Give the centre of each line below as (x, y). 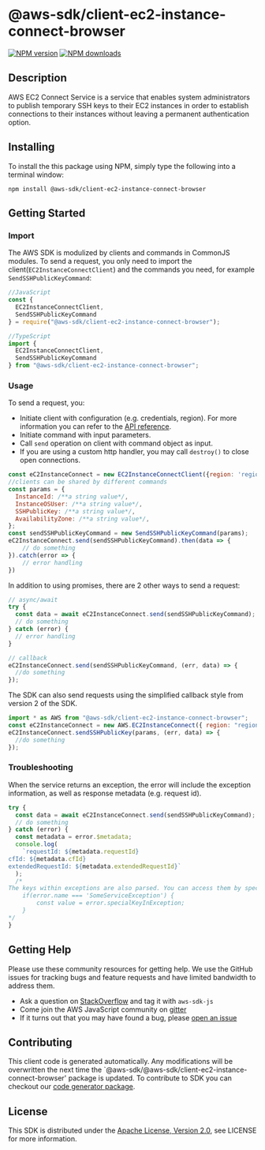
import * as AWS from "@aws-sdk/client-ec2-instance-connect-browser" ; (128, 718)
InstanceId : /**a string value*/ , (72, 496)
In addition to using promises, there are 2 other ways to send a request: (124, 585)
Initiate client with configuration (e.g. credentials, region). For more (128, 418)
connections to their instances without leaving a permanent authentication (129, 114)
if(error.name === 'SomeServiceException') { (99, 896)
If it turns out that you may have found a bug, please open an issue (128, 1017)
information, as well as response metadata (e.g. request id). (105, 793)
